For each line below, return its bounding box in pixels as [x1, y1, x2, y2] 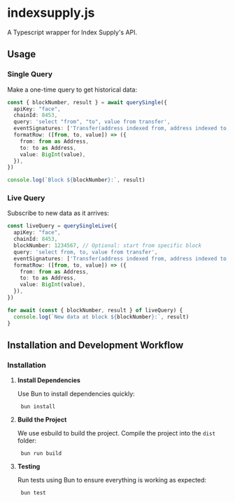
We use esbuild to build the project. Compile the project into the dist [17, 429, 215, 438]
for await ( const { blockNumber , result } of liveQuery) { [7, 307, 183, 314]
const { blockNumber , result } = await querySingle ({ [7, 99, 168, 106]
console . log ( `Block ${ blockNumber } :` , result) [7, 176, 145, 183]
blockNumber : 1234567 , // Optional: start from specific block [13, 242, 201, 249]
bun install [20, 403, 56, 410]
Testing [17, 462, 41, 470]
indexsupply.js [7, 5, 95, 21]
